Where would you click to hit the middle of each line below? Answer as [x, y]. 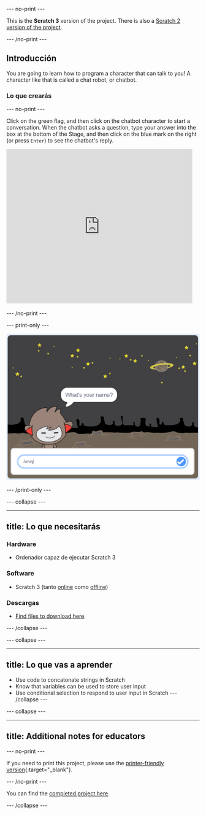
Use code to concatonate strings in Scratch [70, 680]
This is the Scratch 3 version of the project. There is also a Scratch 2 [93, 21]
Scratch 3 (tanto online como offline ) [62, 587]
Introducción [32, 59]
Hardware [21, 544]
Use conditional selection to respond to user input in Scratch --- [96, 693]
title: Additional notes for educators [76, 736]
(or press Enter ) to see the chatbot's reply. [60, 141]
